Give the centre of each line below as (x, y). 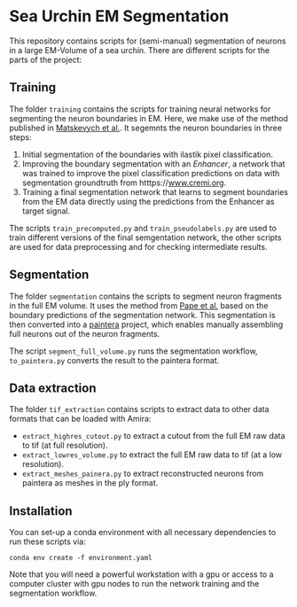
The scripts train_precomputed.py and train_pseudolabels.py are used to (143, 228)
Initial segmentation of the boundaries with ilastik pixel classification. (147, 154)
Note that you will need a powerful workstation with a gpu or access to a (141, 574)
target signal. (46, 211)
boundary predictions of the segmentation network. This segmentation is (143, 315)
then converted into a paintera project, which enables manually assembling (146, 324)
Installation (41, 511)
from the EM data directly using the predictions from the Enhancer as (148, 201)
